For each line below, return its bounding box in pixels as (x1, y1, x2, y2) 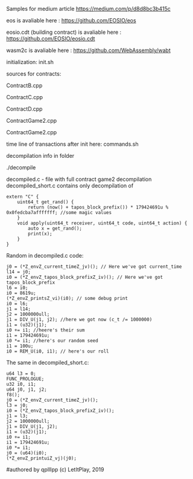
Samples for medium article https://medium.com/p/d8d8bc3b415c (6, 5, 171, 12)
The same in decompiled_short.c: (6, 359, 89, 366)
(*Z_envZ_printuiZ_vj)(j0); (6, 455, 77, 461)
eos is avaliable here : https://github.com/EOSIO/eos (6, 17, 137, 24)
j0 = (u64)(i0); (6, 450, 47, 456)
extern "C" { (6, 194, 39, 200)
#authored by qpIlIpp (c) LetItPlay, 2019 (6, 466, 104, 473)
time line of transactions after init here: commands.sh (6, 140, 139, 148)
